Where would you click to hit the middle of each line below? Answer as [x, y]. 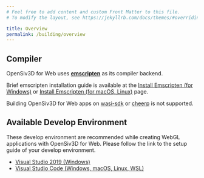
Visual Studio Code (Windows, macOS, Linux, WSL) [80, 168]
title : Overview [27, 29]
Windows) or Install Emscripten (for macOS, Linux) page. [77, 92]
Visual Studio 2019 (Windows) [53, 162]
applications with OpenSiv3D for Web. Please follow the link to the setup [97, 143]
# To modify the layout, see [43, 18]
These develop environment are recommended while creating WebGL [93, 137]
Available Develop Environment [67, 122]
